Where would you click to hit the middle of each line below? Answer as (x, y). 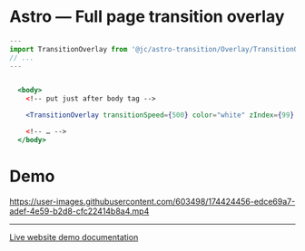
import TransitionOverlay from (69, 49)
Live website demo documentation (74, 237)
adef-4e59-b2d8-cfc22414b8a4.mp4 (79, 211)
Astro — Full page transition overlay (147, 17)
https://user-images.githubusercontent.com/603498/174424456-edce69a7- (152, 201)
